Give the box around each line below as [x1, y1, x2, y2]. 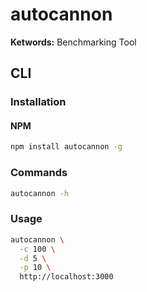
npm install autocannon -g [10, 142, 123, 152]
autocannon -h [10, 188, 70, 198]
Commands [10, 166, 68, 180]
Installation [10, 95, 67, 109]
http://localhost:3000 [19, 272, 114, 282]
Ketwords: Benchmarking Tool [10, 36, 137, 48]
